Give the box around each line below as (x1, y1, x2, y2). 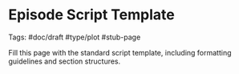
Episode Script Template (8, 6, 175, 24)
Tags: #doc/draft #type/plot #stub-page (8, 32, 141, 42)
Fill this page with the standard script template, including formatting (8, 47, 232, 57)
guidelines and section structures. (8, 56, 121, 66)
